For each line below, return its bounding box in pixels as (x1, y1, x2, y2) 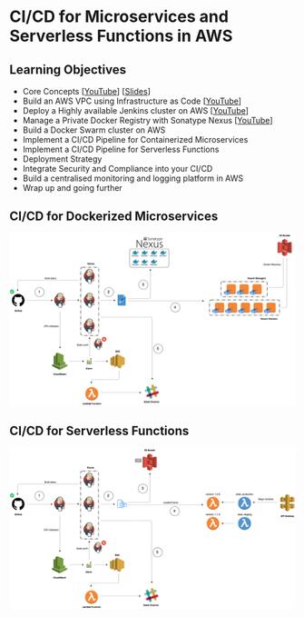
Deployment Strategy (22, 154, 103, 164)
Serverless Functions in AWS (9, 25, 233, 46)
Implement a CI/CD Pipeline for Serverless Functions (22, 144, 220, 154)
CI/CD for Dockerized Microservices (9, 209, 219, 224)
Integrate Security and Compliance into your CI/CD (22, 164, 213, 174)
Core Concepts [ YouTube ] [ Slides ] (22, 86, 152, 96)
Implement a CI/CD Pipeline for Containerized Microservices (22, 134, 249, 144)
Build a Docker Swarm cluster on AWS (22, 124, 166, 135)
